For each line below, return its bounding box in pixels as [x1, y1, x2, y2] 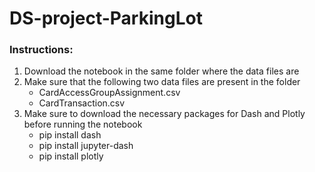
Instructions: [9, 43, 74, 57]
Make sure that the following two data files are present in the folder [23, 76, 301, 88]
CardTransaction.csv [38, 97, 126, 109]
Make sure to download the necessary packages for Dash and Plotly [23, 108, 306, 120]
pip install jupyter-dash [38, 140, 134, 152]
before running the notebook [23, 118, 143, 131]
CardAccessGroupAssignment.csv [38, 87, 181, 99]
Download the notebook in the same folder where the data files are [23, 65, 300, 77]
